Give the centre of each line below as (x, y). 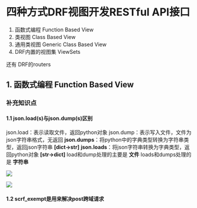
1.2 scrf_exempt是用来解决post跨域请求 (55, 199)
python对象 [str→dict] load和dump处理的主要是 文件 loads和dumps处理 (98, 155)
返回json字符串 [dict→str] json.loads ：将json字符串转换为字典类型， (101, 147)
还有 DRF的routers (29, 64)
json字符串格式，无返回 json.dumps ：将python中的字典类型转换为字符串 (95, 140)
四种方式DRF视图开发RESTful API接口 (98, 12)
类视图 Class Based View (45, 37)
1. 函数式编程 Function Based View (70, 85)
